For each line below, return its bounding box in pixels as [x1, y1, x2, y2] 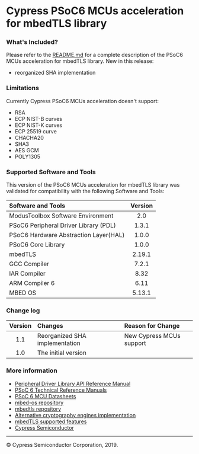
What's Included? [6, 38, 58, 46]
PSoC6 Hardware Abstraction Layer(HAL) [9, 231, 125, 239]
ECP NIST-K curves [14, 122, 63, 129]
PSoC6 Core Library [9, 241, 65, 249]
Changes [37, 322, 63, 330]
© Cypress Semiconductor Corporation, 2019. [6, 441, 118, 448]
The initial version [37, 349, 87, 357]
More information [6, 366, 57, 375]
